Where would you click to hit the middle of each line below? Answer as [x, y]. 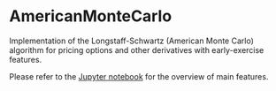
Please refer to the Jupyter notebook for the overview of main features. [139, 76]
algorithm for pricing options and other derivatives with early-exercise [137, 49]
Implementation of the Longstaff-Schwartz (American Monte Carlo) [132, 41]
